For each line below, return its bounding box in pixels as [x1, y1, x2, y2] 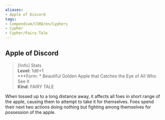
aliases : [5, 7, 23, 12]
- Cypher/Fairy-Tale [5, 30, 48, 35]
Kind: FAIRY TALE [17, 83, 54, 89]
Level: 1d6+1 [17, 67, 44, 73]
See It [17, 78, 30, 84]
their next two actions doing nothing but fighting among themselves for [5, 103, 151, 110]
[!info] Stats [17, 62, 42, 68]
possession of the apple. [5, 109, 56, 115]
